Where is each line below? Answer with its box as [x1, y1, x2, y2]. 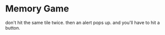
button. [5, 24, 20, 30]
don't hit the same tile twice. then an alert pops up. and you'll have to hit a [5, 19, 160, 25]
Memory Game [5, 3, 70, 14]
